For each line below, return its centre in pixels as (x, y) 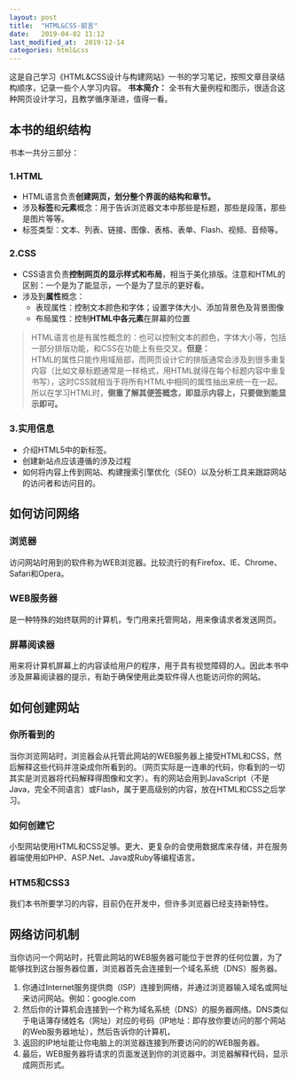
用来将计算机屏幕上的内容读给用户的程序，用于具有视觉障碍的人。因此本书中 (149, 665)
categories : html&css (49, 51)
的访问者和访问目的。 (61, 483)
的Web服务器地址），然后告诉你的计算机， (98, 1032)
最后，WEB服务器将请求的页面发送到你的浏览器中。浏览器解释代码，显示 (155, 1054)
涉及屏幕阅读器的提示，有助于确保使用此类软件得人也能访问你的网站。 (137, 677)
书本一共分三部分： (44, 153)
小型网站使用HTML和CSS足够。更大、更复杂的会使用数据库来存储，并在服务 (148, 846)
